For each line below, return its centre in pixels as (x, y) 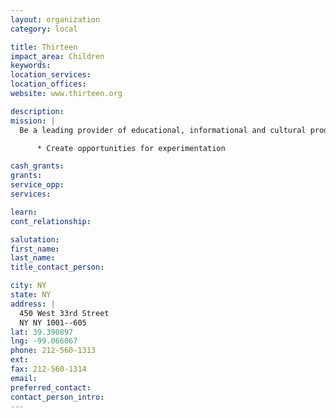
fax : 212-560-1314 (48, 369)
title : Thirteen (44, 47)
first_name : (35, 249)
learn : (24, 212)
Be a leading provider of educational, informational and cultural (163, 130)
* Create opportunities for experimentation (131, 148)
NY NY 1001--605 (53, 322)
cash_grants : (37, 166)
